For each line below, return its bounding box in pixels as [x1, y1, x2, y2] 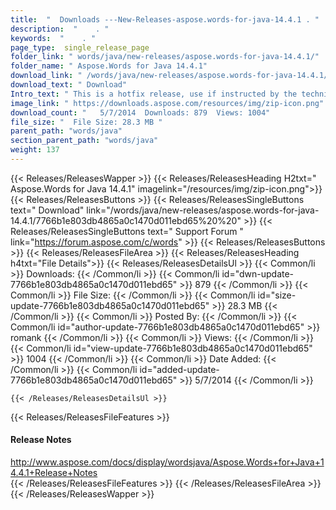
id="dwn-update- [221, 267, 295, 280]
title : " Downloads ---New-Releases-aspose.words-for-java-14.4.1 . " [10, 14, 320, 25]
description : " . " [10, 24, 110, 34]
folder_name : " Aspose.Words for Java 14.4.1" [10, 61, 208, 71]
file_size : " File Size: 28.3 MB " [10, 117, 163, 127]
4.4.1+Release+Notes [10, 467, 98, 479]
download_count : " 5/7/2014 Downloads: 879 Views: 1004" [10, 107, 271, 118]
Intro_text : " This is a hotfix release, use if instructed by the [10, 89, 298, 99]
